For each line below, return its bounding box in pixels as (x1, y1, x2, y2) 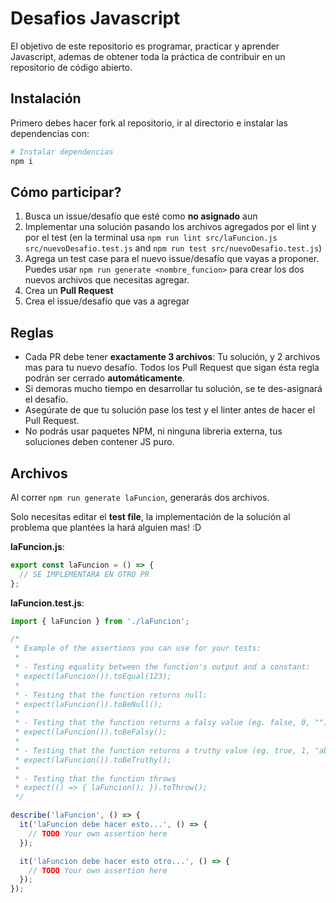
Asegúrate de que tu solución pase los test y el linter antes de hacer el (24, 404, 316, 416)
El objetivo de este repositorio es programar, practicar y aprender (10, 40, 280, 52)
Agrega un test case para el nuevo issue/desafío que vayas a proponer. (24, 253, 320, 265)
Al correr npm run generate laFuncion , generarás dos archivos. (10, 491, 270, 503)
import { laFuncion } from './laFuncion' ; (10, 616, 190, 626)
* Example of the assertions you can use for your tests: (14, 643, 262, 654)
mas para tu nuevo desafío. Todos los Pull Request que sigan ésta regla (24, 362, 320, 374)
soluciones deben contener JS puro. (24, 436, 175, 448)
